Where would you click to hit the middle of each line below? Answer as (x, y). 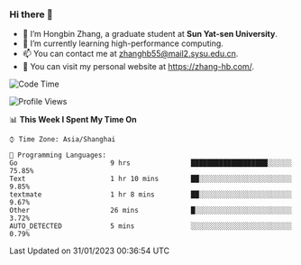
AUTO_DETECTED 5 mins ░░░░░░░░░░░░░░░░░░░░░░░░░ (151, 226)
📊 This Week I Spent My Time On (73, 120)
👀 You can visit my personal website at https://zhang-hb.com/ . (138, 67)
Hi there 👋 (32, 14)
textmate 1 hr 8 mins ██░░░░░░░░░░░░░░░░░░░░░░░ (151, 195)
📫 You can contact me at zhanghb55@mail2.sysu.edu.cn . (130, 54)
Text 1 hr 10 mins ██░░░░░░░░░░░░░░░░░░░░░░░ (151, 179)
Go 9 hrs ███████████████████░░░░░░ (151, 163)
